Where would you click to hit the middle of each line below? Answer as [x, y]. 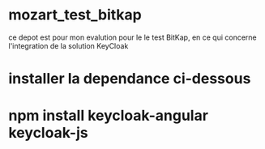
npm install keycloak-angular [109, 116]
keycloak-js [48, 133]
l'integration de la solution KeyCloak [68, 45]
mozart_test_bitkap [75, 15]
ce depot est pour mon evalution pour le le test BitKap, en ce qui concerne [132, 37]
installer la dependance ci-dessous [130, 79]
